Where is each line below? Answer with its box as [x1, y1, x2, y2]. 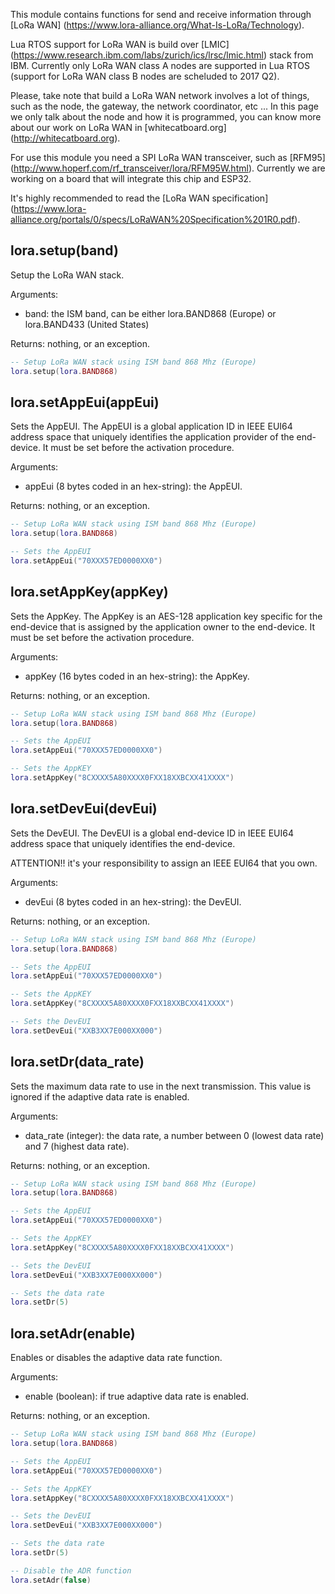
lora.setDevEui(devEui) [10, 800, 158, 818]
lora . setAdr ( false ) [10, 1575, 92, 1585]
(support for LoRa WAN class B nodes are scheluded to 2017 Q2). [10, 70, 280, 82]
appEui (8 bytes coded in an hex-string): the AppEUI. [24, 480, 243, 493]
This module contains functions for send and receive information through [10, 9, 312, 20]
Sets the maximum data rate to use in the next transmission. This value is [10, 1080, 312, 1092]
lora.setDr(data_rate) [10, 1054, 145, 1071]
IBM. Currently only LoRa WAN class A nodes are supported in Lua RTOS [10, 60, 310, 71]
